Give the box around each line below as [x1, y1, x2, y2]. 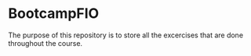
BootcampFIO [8, 5, 100, 23]
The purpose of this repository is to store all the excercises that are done [8, 30, 244, 40]
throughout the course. [8, 38, 83, 47]
